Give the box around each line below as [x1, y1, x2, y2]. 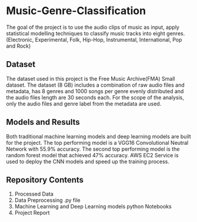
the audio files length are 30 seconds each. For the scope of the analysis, [6, 94, 184, 101]
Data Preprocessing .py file [14, 197, 81, 204]
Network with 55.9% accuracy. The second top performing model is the [6, 145, 180, 153]
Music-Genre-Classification [6, 4, 146, 18]
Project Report [14, 209, 50, 216]
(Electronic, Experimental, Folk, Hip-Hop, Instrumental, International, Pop [6, 36, 182, 43]
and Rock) [6, 42, 31, 49]
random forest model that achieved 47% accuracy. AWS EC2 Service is [6, 151, 179, 158]
